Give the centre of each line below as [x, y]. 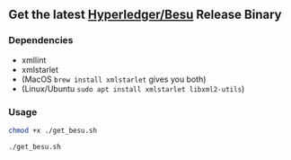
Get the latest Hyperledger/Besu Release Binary [145, 15]
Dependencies [41, 40]
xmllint [34, 60]
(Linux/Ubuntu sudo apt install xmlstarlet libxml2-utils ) [133, 88]
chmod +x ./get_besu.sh [53, 130]
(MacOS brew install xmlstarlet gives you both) [114, 79]
